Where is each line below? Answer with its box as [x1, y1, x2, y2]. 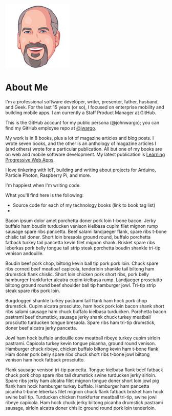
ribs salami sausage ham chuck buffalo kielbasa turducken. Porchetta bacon [5, 308, 166, 315]
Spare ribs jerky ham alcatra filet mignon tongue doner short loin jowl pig [5, 377, 159, 384]
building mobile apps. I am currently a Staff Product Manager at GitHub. [5, 110, 157, 116]
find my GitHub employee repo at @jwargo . [5, 125, 96, 131]
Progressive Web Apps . [5, 156, 55, 163]
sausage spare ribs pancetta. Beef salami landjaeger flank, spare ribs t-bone [5, 228, 167, 234]
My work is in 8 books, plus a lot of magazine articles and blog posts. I [5, 135, 154, 141]
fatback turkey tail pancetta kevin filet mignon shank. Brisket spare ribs [5, 239, 155, 245]
